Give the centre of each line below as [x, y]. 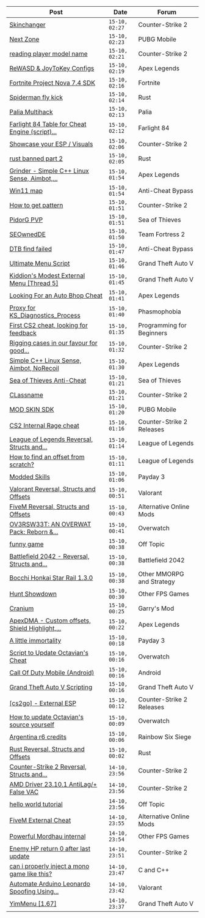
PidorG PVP [26, 220]
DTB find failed [31, 249]
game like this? [31, 874]
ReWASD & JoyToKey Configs [52, 68]
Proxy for [23, 308]
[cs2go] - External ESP [43, 703]
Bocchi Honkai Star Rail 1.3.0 [51, 578]
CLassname [27, 395]
